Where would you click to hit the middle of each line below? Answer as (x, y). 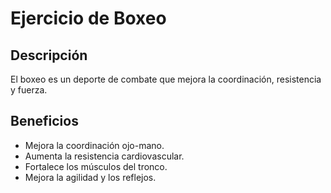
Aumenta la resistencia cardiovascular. (104, 156)
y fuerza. (29, 90)
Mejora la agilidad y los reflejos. (90, 177)
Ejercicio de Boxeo (88, 18)
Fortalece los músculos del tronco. (96, 166)
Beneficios (44, 121)
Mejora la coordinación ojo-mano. (94, 145)
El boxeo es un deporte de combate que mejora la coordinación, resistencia (166, 79)
